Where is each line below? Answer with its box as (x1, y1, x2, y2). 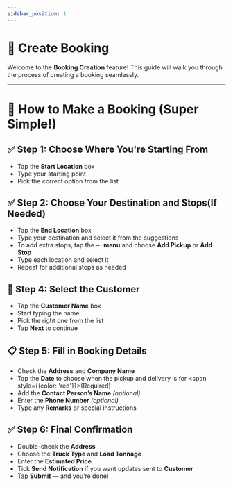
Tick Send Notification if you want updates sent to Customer (17, 464, 193, 472)
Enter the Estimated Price (17, 456, 92, 465)
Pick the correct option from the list (17, 176, 119, 185)
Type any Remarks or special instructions (17, 404, 137, 412)
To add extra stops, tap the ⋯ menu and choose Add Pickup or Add (17, 241, 213, 249)
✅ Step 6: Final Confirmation (7, 424, 133, 436)
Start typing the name (17, 309, 80, 317)
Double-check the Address (17, 442, 96, 450)
